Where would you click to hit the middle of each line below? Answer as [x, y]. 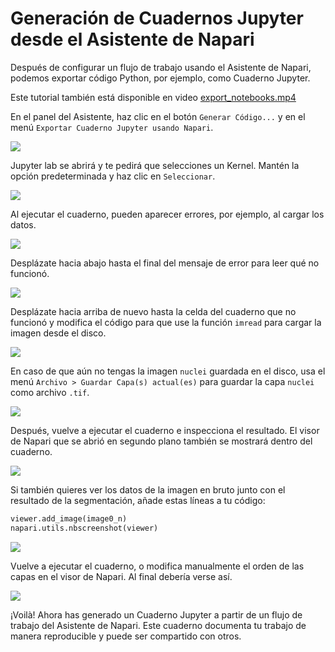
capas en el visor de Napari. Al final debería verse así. [121, 576]
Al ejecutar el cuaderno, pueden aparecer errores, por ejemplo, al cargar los [167, 214]
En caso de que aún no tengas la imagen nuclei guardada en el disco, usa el [168, 371]
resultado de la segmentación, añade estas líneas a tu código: [138, 500]
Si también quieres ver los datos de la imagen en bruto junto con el [148, 489]
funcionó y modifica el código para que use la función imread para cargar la [166, 322]
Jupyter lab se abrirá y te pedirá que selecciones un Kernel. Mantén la [155, 165]
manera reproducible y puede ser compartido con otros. [126, 636]
